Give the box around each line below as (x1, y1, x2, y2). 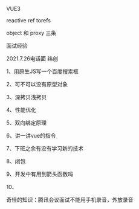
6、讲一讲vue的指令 (6, 132, 56, 139)
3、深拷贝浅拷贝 (6, 94, 47, 100)
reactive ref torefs (6, 17, 51, 24)
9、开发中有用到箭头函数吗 (6, 170, 74, 178)
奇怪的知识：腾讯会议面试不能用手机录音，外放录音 (6, 196, 134, 203)
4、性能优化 (6, 106, 37, 114)
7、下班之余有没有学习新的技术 (6, 145, 83, 152)
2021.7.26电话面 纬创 (6, 55, 59, 62)
